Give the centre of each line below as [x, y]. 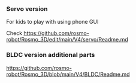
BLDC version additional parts [51, 55]
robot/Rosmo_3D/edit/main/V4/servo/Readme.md [67, 40]
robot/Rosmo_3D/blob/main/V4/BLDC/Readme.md [68, 74]
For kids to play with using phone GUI [52, 22]
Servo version [27, 9]
